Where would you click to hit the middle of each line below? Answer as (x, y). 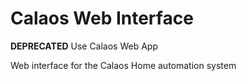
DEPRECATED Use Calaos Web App (84, 46)
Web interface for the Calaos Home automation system (123, 65)
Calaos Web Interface (102, 18)
